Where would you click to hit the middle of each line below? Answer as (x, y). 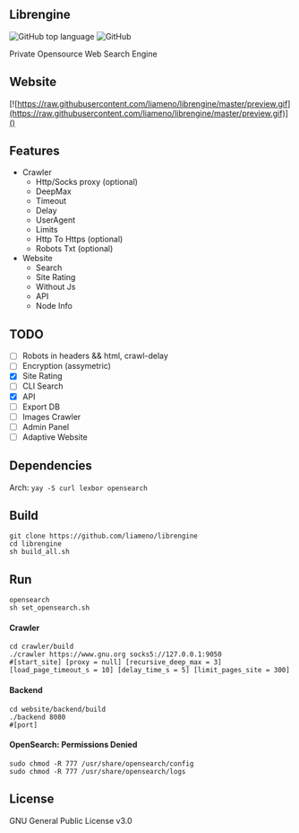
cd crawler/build (42, 647)
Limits (47, 230)
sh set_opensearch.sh (50, 608)
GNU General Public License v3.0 (71, 820)
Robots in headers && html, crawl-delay (95, 356)
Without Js (56, 287)
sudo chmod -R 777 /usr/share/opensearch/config (102, 763)
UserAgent (56, 220)
